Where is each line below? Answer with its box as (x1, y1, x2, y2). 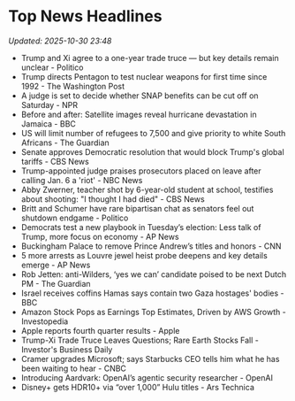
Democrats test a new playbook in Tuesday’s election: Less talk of (20, 221, 261, 232)
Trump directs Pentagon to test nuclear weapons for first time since (20, 71, 268, 81)
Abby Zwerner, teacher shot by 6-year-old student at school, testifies (20, 184, 274, 195)
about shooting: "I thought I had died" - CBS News (20, 193, 205, 204)
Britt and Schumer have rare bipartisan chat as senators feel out (20, 203, 254, 213)
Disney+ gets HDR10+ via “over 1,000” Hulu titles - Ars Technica (20, 382, 255, 392)
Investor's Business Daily (20, 343, 113, 355)
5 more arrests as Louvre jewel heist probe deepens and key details (20, 250, 269, 260)
